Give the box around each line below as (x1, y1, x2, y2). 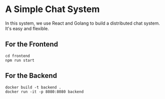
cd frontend (5, 53, 30, 58)
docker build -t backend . (5, 84, 61, 90)
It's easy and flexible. (5, 25, 49, 31)
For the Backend (5, 71, 57, 80)
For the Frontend (5, 40, 58, 49)
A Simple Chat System (5, 4, 100, 15)
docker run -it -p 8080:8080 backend (5, 89, 84, 94)
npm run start (5, 58, 35, 63)
